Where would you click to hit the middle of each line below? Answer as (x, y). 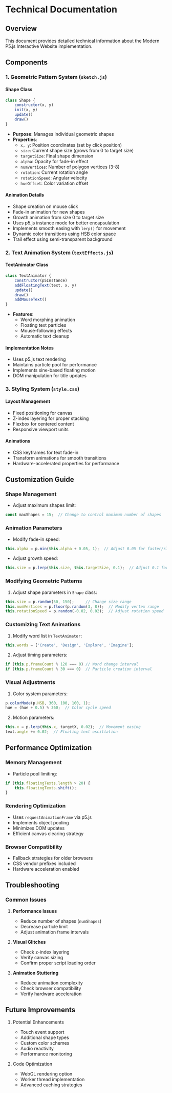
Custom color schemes (45, 1043)
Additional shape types (45, 1037)
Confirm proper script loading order (58, 963)
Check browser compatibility (51, 988)
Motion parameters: (34, 718)
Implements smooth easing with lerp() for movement (69, 228)
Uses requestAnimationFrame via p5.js (52, 817)
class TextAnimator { (28, 276)
